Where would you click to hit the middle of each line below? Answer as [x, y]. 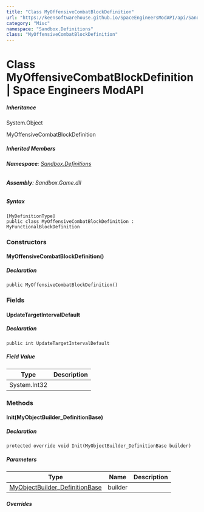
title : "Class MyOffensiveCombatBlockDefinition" [70, 12]
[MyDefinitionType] [31, 216]
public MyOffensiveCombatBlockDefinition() [62, 285]
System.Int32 [29, 384]
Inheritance [21, 108]
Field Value [21, 357]
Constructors [26, 242]
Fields [15, 300]
